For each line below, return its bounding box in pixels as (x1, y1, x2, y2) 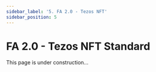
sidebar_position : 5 (6, 14, 58, 20)
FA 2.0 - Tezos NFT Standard (6, 40, 151, 53)
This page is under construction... (6, 59, 89, 66)
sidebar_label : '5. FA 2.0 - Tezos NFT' (6, 8, 108, 15)
